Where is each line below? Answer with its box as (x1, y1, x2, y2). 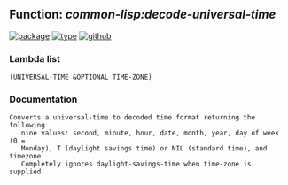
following (9, 121, 46, 130)
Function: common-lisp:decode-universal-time (9, 7, 276, 22)
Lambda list (9, 52, 60, 65)
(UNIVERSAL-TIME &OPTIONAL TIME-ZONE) (9, 73, 152, 82)
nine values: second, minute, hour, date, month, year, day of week (20, 128, 279, 138)
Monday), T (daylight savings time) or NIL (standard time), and (20, 144, 268, 153)
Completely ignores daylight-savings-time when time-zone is (20, 159, 252, 169)
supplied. (9, 167, 46, 176)
